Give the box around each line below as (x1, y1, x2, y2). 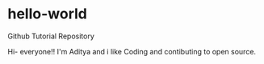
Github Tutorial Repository (7, 31, 94, 41)
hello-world (7, 5, 88, 23)
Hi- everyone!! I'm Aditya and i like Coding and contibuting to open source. (7, 46, 256, 56)
